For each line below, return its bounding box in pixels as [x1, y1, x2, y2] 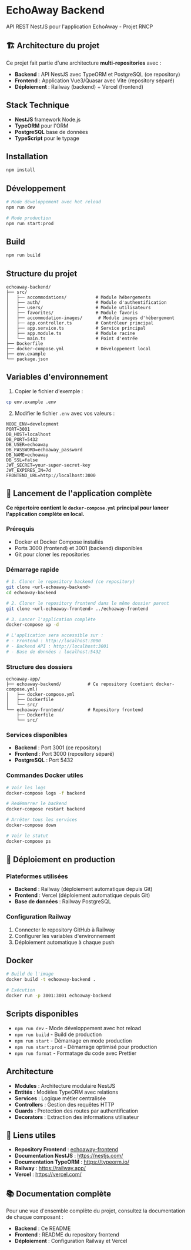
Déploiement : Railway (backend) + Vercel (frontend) [14, 83, 144, 90]
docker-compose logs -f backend [6, 790, 85, 796]
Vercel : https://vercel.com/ [14, 1171, 82, 1178]
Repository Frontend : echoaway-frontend [14, 1146, 119, 1153]
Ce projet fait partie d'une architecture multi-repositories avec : [6, 59, 162, 66]
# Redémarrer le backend [6, 800, 67, 807]
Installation [6, 151, 48, 162]
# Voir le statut [6, 833, 49, 839]
